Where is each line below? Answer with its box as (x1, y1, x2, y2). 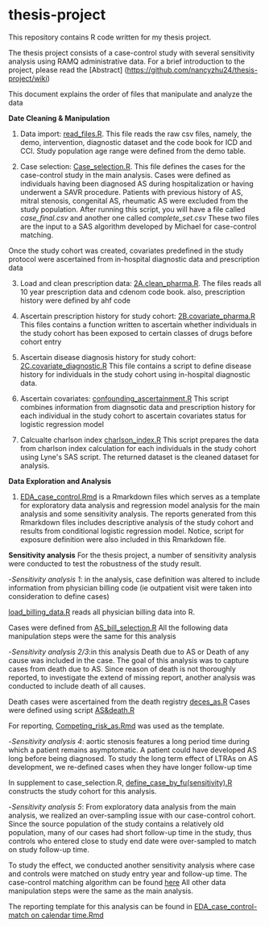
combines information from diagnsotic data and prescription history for (19, 402, 256, 412)
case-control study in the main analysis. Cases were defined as (19, 170, 231, 180)
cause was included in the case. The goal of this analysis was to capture (8, 655, 250, 665)
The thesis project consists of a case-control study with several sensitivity (8, 48, 255, 57)
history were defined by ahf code (19, 296, 131, 305)
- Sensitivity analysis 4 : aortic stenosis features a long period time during (8, 736, 250, 746)
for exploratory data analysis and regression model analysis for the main (19, 500, 260, 510)
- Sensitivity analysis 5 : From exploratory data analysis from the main (8, 801, 237, 811)
